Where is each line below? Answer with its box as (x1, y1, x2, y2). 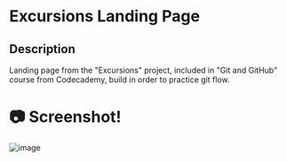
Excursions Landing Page (9, 6, 201, 27)
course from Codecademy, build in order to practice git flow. (9, 74, 230, 85)
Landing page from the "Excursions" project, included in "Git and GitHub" (9, 65, 278, 75)
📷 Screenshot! (9, 107, 122, 127)
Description (9, 42, 75, 57)
